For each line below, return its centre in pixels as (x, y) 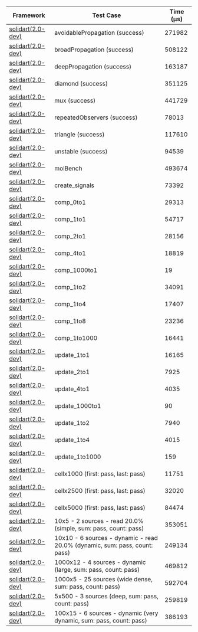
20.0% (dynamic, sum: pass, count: (104, 545)
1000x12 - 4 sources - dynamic (100, 562)
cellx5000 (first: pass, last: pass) (100, 508)
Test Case (107, 15)
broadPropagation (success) (94, 50)
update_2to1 (72, 372)
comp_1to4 (70, 304)
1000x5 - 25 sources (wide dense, (104, 579)
